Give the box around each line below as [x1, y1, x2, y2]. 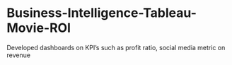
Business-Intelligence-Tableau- [6, 5, 197, 21]
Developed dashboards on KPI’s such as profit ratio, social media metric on [6, 43, 226, 52]
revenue [6, 51, 31, 59]
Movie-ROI [6, 20, 71, 36]
